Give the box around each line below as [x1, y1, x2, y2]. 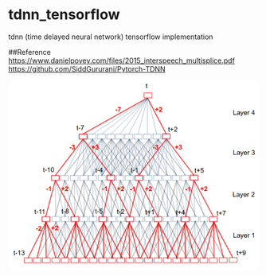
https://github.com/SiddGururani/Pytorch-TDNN [8, 64, 166, 73]
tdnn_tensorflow [8, 6, 121, 24]
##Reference [8, 47, 52, 56]
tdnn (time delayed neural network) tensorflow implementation [8, 32, 213, 41]
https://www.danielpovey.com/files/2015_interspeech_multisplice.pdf [8, 56, 235, 65]
